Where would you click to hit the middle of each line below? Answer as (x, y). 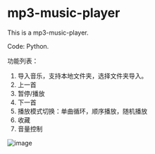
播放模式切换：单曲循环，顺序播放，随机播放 (82, 111)
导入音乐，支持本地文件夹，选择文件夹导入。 (82, 76)
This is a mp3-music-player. (48, 32)
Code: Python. (28, 46)
